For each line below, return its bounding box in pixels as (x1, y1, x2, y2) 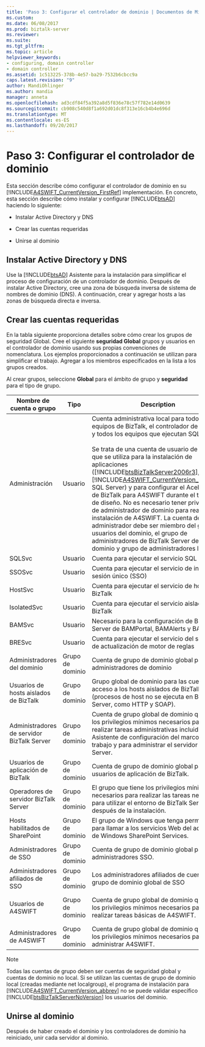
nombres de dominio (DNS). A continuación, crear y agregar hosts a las (6, 290, 186, 298)
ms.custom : (6, 15, 34, 21)
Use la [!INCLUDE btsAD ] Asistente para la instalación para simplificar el (6, 271, 187, 278)
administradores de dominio (91, 663, 172, 672)
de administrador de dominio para (91, 505, 189, 514)
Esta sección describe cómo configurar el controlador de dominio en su (6, 182, 187, 189)
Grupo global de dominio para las (91, 677, 187, 685)
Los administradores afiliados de (91, 870, 185, 879)
